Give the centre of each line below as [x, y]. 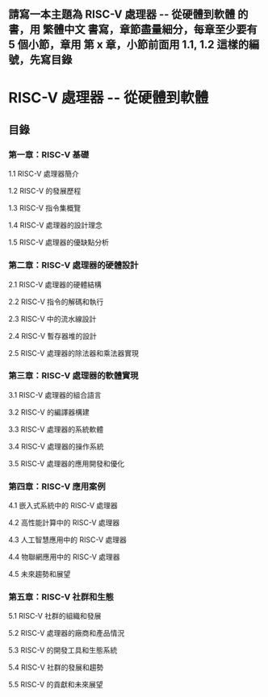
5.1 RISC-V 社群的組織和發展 [55, 616]
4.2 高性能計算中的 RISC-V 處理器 [64, 523]
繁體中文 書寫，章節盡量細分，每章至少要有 [150, 29]
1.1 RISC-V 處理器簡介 [44, 174]
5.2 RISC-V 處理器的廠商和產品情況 [67, 633]
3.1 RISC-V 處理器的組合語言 [55, 394]
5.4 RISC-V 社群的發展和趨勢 [56, 667]
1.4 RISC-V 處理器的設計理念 [56, 225]
